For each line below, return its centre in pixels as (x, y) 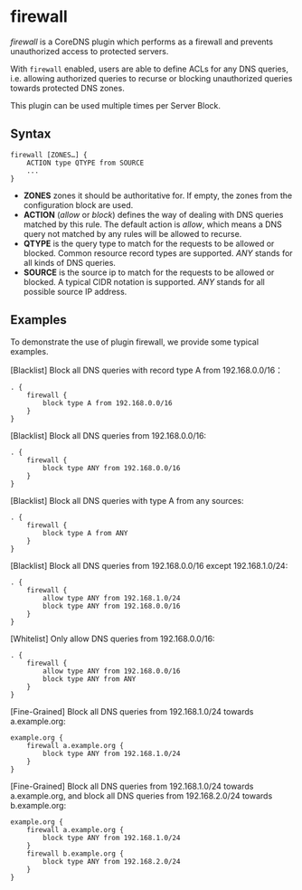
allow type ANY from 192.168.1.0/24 (112, 598)
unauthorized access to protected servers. (90, 51)
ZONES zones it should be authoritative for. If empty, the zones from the (158, 195)
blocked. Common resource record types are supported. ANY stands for (158, 253)
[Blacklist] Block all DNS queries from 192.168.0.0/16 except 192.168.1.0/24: (149, 565)
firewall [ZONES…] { (49, 155)
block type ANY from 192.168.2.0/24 (112, 861)
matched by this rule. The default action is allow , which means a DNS (153, 224)
